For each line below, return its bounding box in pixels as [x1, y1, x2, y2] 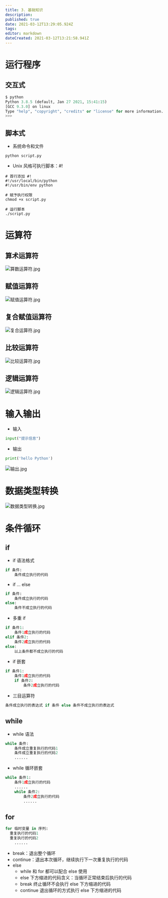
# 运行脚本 [5, 207, 25, 212]
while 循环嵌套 [12, 765, 43, 771]
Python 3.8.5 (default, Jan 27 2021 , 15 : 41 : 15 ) [5, 99, 107, 104]
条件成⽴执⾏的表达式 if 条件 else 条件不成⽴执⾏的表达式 [5, 703, 115, 708]
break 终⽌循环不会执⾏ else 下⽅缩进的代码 [20, 881, 111, 887]
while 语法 [12, 731, 34, 737]
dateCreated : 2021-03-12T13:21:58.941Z [5, 36, 89, 41]
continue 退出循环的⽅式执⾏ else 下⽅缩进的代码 [20, 887, 122, 893]
